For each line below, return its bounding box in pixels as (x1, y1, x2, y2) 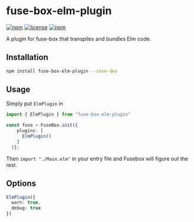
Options (6, 179, 37, 189)
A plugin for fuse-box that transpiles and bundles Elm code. (6, 35, 151, 42)
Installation (6, 52, 48, 63)
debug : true (11, 205, 41, 211)
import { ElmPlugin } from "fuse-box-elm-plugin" (6, 111, 131, 118)
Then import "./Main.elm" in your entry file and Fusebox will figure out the (6, 155, 188, 162)
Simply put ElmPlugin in (6, 100, 63, 107)
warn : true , (11, 200, 41, 205)
